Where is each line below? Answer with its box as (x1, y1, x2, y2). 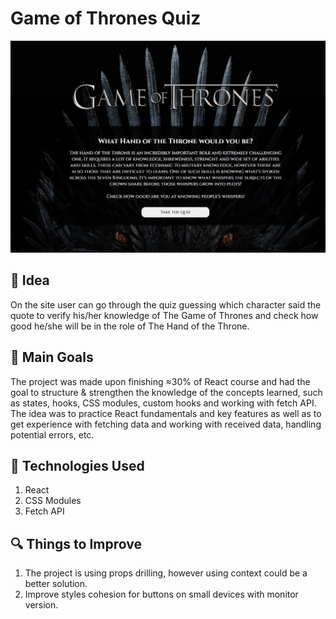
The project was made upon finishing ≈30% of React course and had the (10, 375, 311, 387)
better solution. (24, 578, 88, 590)
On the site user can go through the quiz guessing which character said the (10, 298, 322, 311)
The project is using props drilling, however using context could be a (24, 567, 308, 579)
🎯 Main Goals (10, 349, 94, 366)
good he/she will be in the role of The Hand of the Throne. (10, 320, 250, 332)
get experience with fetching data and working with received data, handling (10, 418, 322, 430)
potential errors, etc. (10, 428, 95, 441)
